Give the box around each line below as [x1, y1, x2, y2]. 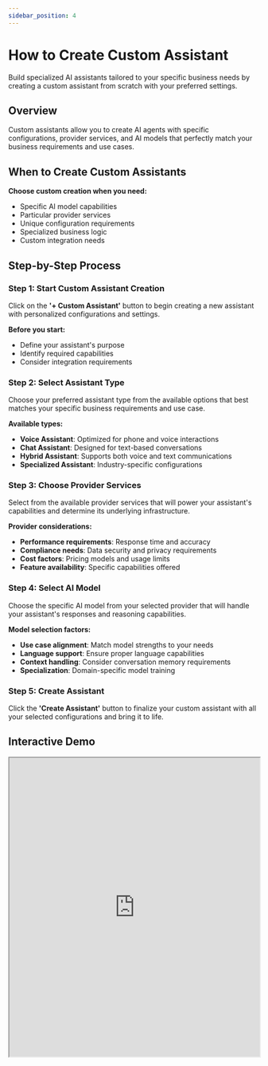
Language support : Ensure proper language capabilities [19, 648, 204, 658]
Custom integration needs [19, 236, 105, 246]
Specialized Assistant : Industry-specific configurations [19, 460, 203, 470]
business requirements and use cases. [8, 142, 135, 151]
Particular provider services [19, 210, 111, 220]
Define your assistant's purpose [19, 340, 125, 349]
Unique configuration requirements [19, 218, 135, 228]
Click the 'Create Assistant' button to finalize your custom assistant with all [8, 703, 257, 714]
